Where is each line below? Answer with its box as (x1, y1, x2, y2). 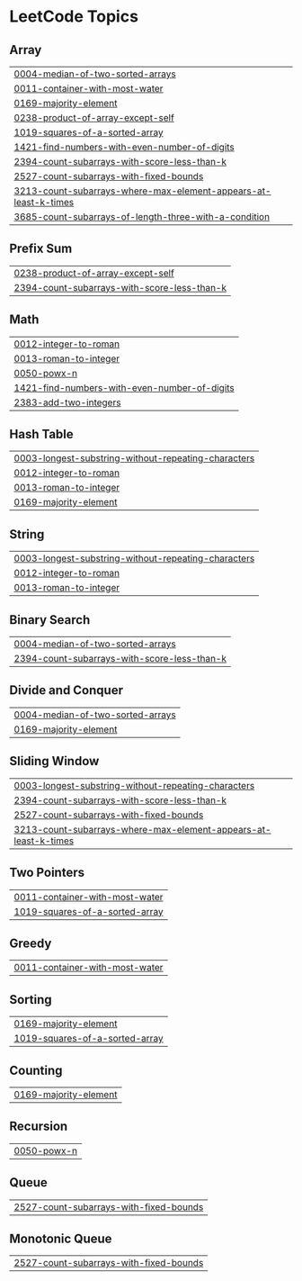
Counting (9, 1062, 63, 1078)
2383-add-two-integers (13, 396, 121, 409)
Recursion (9, 1119, 68, 1134)
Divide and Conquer (9, 682, 124, 699)
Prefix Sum (9, 241, 73, 257)
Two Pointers (9, 865, 85, 880)
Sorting (9, 992, 52, 1007)
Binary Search (9, 612, 91, 627)
